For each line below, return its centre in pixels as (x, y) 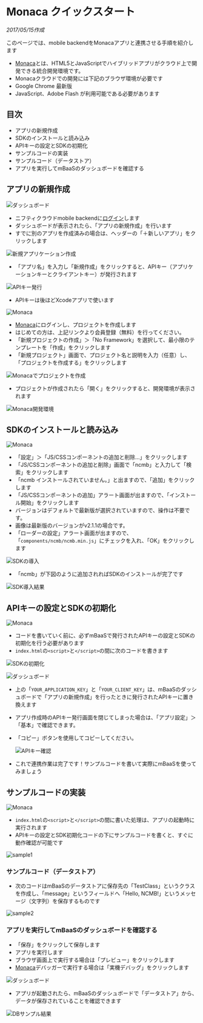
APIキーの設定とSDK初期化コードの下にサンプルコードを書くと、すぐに (104, 835)
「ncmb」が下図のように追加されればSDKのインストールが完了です (99, 574)
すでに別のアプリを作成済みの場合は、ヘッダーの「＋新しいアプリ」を (103, 233)
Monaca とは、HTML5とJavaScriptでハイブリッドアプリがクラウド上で (103, 63)
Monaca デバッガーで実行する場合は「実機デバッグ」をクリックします (102, 967)
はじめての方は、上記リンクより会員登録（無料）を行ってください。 (100, 332)
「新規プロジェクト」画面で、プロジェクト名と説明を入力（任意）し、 (103, 355)
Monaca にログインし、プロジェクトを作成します (75, 324)
